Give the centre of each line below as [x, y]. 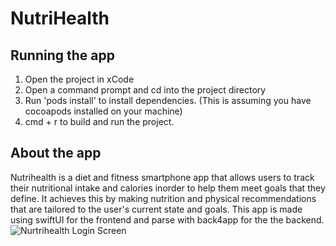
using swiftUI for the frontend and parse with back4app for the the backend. [167, 219]
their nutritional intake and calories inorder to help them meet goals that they [168, 188]
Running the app [62, 55]
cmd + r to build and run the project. [99, 121]
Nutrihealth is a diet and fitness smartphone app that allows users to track [162, 177]
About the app [56, 153]
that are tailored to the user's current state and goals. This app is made [156, 209]
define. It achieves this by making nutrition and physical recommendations [163, 198]
